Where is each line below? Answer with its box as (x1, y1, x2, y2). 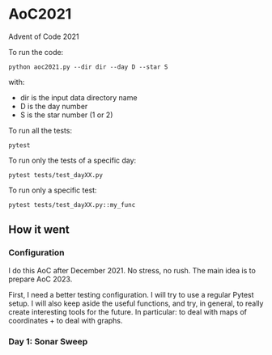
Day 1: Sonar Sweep (8, 336, 88, 347)
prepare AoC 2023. (8, 274, 73, 284)
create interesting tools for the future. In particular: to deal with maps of (8, 306, 247, 316)
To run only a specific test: (8, 185, 97, 195)
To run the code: (8, 47, 64, 57)
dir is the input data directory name (19, 92, 138, 102)
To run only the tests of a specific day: (8, 155, 137, 165)
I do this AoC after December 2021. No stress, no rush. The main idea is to (8, 265, 257, 275)
